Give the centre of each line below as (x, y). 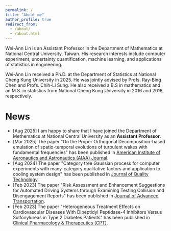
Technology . (26, 179)
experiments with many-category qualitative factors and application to (87, 168)
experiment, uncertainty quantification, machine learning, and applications (83, 59)
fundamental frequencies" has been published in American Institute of (87, 152)
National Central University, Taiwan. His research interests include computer (86, 54)
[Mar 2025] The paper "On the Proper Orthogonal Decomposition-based (89, 141)
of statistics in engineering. (34, 65)
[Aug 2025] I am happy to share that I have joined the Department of (84, 131)
